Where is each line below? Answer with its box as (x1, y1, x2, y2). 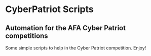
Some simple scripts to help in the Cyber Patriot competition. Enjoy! (5, 45, 146, 51)
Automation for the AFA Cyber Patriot (5, 24, 126, 32)
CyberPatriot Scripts (5, 4, 94, 15)
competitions (5, 31, 48, 40)
